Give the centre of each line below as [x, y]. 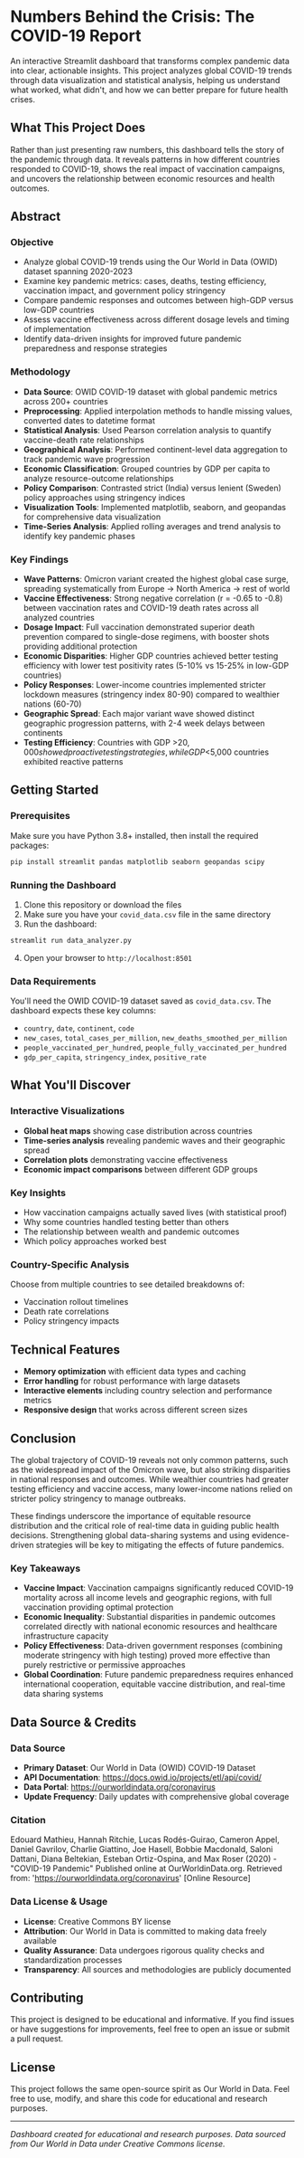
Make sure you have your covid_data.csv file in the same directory [147, 914]
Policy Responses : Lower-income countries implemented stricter [145, 685]
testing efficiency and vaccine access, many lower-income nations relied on [152, 1488]
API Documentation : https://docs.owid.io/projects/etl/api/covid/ [143, 1777]
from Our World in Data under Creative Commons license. [118, 2144]
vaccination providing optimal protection [98, 1607]
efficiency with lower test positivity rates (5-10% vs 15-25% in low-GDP [156, 666]
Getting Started [55, 790]
